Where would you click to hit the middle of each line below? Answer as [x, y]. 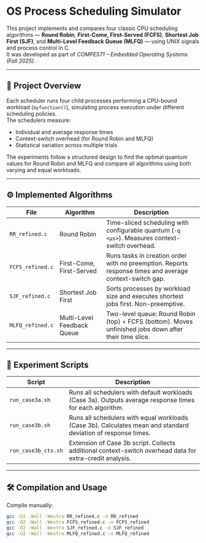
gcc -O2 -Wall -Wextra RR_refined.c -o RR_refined [72, 517]
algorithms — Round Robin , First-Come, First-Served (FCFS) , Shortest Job [103, 34]
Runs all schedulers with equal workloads [128, 418]
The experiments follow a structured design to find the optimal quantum [97, 157]
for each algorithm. [96, 408]
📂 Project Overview [44, 86]
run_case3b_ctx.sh [36, 451]
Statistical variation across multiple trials [66, 145]
